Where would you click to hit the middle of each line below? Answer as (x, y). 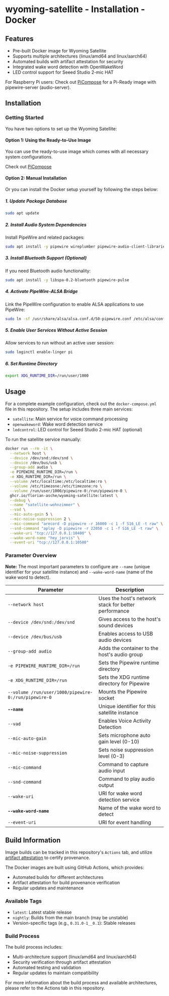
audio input (112, 770)
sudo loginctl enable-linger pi (39, 352)
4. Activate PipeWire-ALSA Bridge (41, 291)
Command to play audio (126, 779)
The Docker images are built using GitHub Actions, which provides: (75, 868)
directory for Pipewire (124, 683)
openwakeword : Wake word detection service (58, 424)
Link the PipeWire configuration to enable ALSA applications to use (75, 304)
